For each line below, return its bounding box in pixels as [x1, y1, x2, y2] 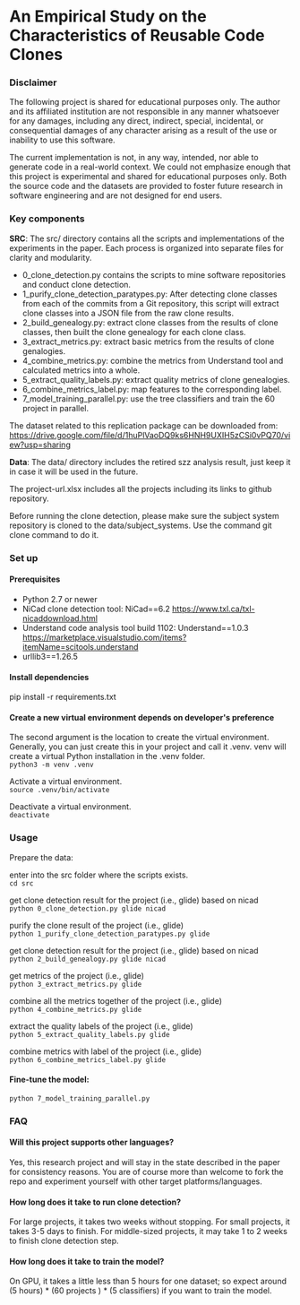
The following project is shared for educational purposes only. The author [9, 97, 280, 108]
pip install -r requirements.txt [9, 692, 116, 703]
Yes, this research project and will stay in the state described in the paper [9, 1156, 280, 1167]
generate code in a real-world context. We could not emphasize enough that [9, 161, 291, 172]
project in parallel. [21, 402, 90, 413]
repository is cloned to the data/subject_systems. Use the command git [9, 520, 272, 531]
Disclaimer [9, 76, 57, 89]
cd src [9, 878, 34, 888]
